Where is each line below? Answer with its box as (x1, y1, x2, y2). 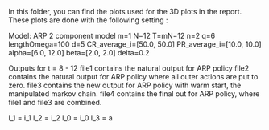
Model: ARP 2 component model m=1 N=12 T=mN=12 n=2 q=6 (8, 31, 216, 40)
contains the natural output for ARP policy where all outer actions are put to (8, 72, 259, 81)
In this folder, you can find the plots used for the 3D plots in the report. (8, 7, 242, 16)
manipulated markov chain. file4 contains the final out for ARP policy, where (8, 89, 260, 99)
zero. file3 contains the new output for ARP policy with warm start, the (8, 80, 242, 90)
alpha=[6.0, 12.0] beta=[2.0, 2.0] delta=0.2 (8, 48, 150, 57)
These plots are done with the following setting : (8, 15, 168, 25)
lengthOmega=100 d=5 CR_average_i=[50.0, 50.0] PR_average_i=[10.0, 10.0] (8, 39, 262, 49)
